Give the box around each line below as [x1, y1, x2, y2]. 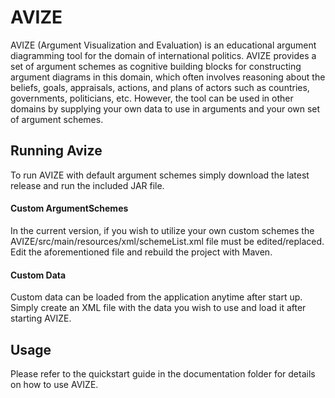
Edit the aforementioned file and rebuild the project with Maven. [10, 246, 273, 258]
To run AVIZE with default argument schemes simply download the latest [10, 169, 310, 181]
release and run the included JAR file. [10, 179, 165, 191]
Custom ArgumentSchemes [10, 202, 129, 215]
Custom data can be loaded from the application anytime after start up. [10, 291, 303, 303]
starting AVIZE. [10, 312, 72, 325]
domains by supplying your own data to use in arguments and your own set [10, 102, 321, 115]
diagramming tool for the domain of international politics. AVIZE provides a [10, 49, 317, 61]
